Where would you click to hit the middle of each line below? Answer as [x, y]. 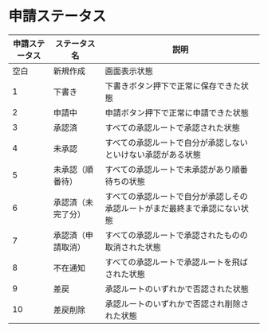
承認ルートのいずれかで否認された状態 [177, 289]
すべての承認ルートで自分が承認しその [177, 196]
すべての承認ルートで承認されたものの [177, 235]
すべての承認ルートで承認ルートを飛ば [177, 262]
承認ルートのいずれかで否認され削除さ [177, 303]
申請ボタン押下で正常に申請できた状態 [177, 112]
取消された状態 [133, 247]
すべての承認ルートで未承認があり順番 [177, 170]
